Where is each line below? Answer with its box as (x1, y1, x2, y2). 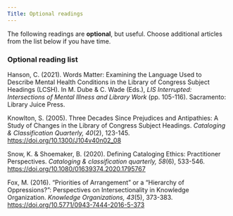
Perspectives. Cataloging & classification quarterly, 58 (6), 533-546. (7, 157, 206, 166)
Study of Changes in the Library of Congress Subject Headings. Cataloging (7, 121, 226, 130)
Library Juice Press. (7, 100, 65, 109)
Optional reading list (7, 54, 79, 64)
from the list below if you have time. (7, 36, 111, 46)
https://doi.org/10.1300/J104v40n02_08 (7, 136, 122, 144)
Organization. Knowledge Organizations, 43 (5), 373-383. (7, 193, 173, 201)
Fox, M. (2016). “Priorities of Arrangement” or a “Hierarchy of (7, 178, 184, 187)
